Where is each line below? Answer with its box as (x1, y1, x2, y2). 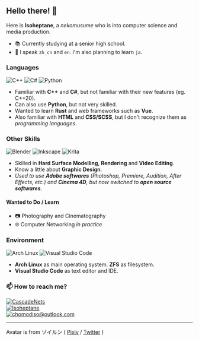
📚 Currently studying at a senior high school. (14, 40, 126, 47)
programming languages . (14, 120, 77, 127)
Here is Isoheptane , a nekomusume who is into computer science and (6, 21, 178, 29)
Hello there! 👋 (6, 6, 57, 16)
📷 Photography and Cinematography (14, 212, 106, 219)
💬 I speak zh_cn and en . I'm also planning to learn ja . (14, 48, 143, 55)
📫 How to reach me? (6, 282, 68, 291)
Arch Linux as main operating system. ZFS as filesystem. (14, 261, 155, 268)
